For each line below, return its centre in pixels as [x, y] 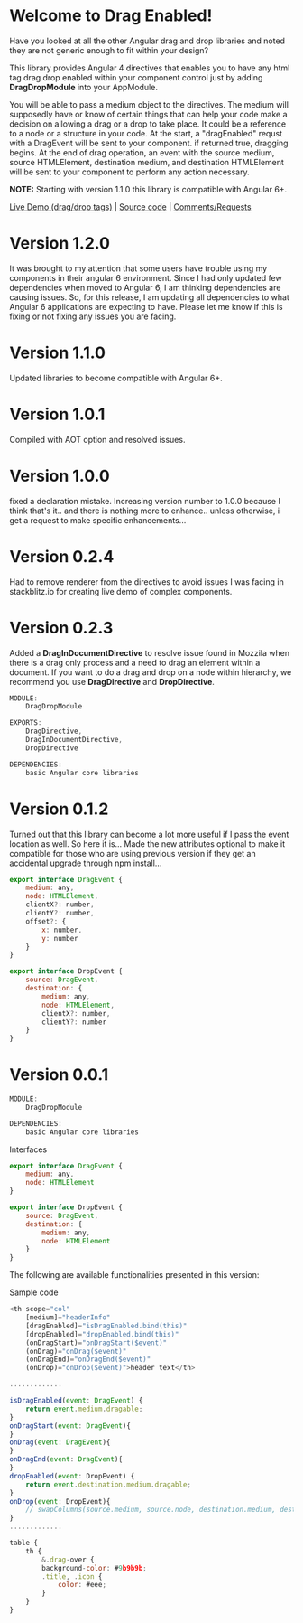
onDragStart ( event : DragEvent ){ [70, 1426]
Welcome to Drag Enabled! [111, 16]
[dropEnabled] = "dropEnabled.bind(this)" [102, 1334]
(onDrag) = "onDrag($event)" [76, 1351]
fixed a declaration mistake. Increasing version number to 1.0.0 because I [145, 501]
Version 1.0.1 [57, 414]
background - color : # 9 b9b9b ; [94, 1568]
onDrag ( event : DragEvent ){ [60, 1442]
